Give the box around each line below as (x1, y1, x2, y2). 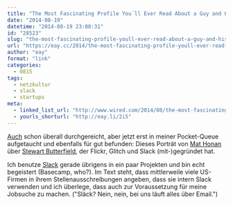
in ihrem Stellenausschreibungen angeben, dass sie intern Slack (28, 175, 212, 184)
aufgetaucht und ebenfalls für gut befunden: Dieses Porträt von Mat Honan (7, 139, 222, 148)
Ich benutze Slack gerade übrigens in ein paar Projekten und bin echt (7, 160, 205, 168)
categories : (7, 62, 42, 69)
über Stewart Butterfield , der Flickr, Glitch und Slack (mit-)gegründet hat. (7, 147, 216, 155)
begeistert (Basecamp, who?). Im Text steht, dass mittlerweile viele (7, 168, 199, 176)
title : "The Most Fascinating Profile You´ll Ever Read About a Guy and (7, 10, 222, 17)
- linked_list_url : (13, 107, 70, 114)
